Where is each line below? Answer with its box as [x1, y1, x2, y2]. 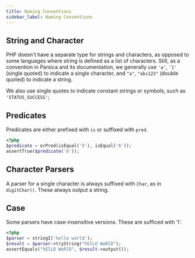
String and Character [6, 36, 84, 46]
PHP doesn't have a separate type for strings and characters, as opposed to [6, 51, 189, 59]
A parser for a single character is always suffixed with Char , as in [6, 180, 162, 187]
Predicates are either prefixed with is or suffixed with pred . [6, 126, 148, 133]
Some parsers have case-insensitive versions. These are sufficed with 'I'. [6, 219, 182, 226]
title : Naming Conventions [6, 8, 72, 15]
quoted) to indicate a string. [6, 76, 73, 83]
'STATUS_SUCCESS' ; [6, 94, 50, 101]
